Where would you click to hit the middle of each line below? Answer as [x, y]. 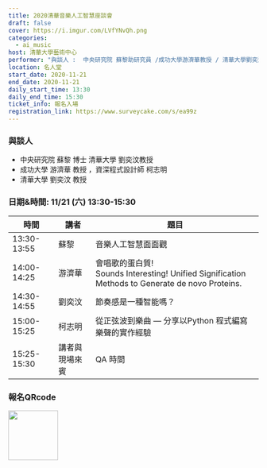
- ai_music [33, 45]
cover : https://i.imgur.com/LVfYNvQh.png [78, 30]
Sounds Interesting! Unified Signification [170, 273]
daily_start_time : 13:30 [49, 89]
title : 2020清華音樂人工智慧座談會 [60, 15]
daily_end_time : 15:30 [46, 97]
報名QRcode [32, 396]
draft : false [30, 23]
